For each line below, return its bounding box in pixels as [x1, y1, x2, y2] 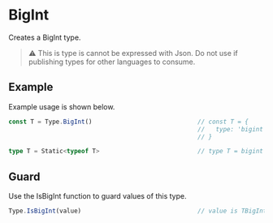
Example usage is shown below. [8, 101, 115, 111]
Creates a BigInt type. [8, 32, 81, 42]
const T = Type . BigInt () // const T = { [8, 118, 249, 126]
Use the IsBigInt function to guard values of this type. [8, 191, 187, 201]
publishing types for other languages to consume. [28, 57, 196, 66]
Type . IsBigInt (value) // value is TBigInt [8, 207, 267, 216]
